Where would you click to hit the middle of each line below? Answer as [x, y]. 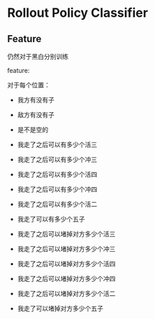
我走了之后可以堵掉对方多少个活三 [66, 234]
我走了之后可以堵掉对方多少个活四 [66, 264]
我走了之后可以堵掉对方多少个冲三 [66, 249]
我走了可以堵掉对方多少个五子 [60, 308]
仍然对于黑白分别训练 [38, 56]
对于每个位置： [29, 85]
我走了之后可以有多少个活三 [57, 144]
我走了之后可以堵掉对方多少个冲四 [66, 279]
